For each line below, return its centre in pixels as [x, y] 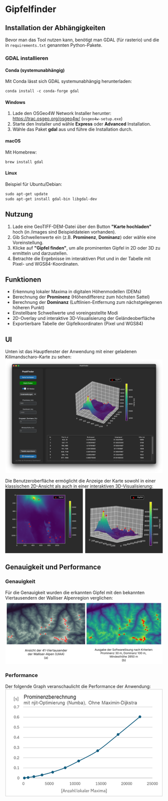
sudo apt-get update [27, 194]
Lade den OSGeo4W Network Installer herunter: [62, 113]
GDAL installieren [27, 58]
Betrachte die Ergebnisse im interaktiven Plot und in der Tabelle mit [81, 258]
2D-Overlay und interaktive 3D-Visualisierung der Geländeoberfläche [83, 318]
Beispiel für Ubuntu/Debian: [34, 184]
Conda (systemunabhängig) [35, 70]
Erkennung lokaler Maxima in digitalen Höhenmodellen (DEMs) [77, 292]
